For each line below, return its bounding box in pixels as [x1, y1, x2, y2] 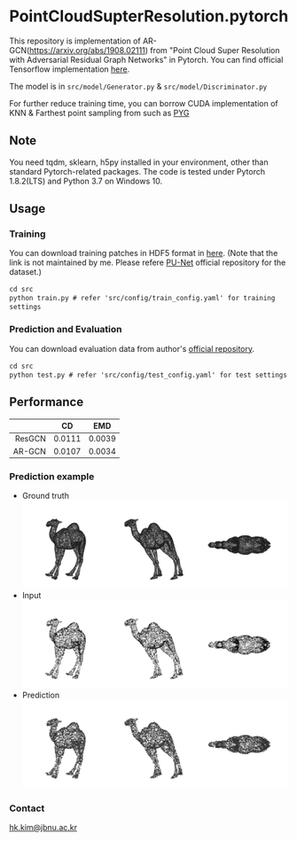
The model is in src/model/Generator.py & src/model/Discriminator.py [9, 81, 268, 91]
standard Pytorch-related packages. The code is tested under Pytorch [9, 166, 266, 176]
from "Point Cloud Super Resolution [150, 44, 281, 55]
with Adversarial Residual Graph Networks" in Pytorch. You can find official [9, 54, 284, 65]
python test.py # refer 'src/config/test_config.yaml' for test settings [9, 370, 288, 379]
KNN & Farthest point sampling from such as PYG [9, 107, 190, 118]
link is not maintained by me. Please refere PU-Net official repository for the [9, 257, 286, 268]
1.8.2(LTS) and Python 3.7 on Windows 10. [9, 175, 162, 186]
